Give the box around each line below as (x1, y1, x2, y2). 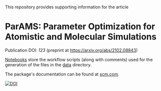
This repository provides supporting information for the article (5, 4, 129, 10)
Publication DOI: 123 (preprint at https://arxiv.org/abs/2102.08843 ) (5, 47, 138, 53)
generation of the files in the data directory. (5, 61, 92, 67)
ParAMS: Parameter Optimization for (5, 21, 155, 32)
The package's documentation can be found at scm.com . (5, 71, 120, 77)
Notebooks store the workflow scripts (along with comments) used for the (5, 57, 153, 62)
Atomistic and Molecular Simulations (5, 31, 157, 43)
